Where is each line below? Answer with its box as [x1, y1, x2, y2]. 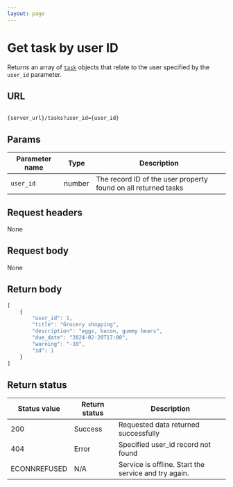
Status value [17, 404, 60, 414]
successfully [118, 429, 160, 439]
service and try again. [118, 468, 189, 478]
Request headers [7, 206, 83, 218]
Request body [7, 245, 69, 257]
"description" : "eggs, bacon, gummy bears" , [32, 328, 163, 335]
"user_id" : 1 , [32, 315, 73, 322]
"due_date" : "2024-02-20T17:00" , [32, 334, 129, 341]
